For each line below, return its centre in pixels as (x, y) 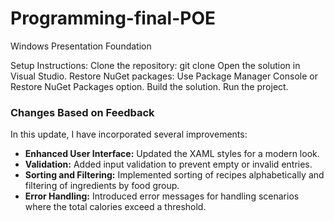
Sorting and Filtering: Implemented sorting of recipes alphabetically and (174, 175)
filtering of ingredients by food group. (102, 186)
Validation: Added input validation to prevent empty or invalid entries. (168, 164)
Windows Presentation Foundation (81, 46)
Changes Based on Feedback (82, 112)
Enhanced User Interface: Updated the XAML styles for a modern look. (172, 154)
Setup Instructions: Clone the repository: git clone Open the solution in (155, 65)
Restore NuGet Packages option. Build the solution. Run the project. (149, 86)
